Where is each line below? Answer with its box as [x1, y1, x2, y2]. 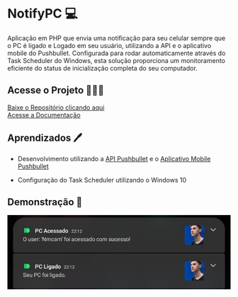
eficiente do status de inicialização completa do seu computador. [7, 64, 198, 72]
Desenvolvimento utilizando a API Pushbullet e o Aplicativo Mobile [17, 154, 211, 163]
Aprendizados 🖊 [7, 132, 83, 144]
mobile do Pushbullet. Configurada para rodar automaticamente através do [7, 49, 226, 57]
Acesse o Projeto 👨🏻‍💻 [7, 84, 105, 96]
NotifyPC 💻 [7, 6, 78, 22]
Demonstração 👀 [7, 196, 83, 208]
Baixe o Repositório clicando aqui [7, 103, 105, 112]
